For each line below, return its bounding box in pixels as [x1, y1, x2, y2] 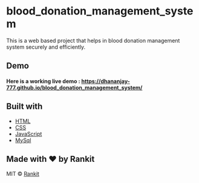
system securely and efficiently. [6, 43, 86, 51]
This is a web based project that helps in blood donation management [6, 37, 180, 44]
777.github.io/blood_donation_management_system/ [6, 84, 143, 91]
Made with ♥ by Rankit [6, 154, 95, 164]
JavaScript [15, 130, 42, 137]
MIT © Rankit [6, 170, 39, 177]
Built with [6, 101, 43, 112]
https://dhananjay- [81, 77, 130, 85]
